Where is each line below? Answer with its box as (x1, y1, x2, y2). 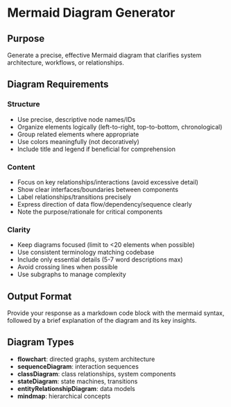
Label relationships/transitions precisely (17, 193, 132, 201)
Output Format (7, 290, 72, 302)
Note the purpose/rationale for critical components (17, 207, 163, 216)
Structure (7, 99, 40, 109)
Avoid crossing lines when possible (17, 263, 118, 271)
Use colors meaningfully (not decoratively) (17, 137, 140, 145)
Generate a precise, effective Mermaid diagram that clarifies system (7, 51, 202, 59)
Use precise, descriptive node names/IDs (17, 115, 136, 123)
